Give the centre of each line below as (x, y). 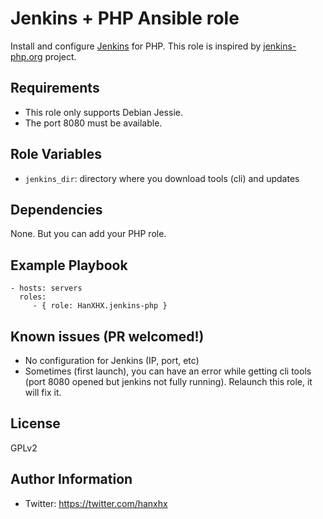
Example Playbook (69, 265)
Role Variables (56, 154)
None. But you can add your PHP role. (88, 234)
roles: (33, 297)
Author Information (71, 479)
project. (60, 56)
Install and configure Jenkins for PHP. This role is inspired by (136, 46)
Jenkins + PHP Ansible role (125, 18)
